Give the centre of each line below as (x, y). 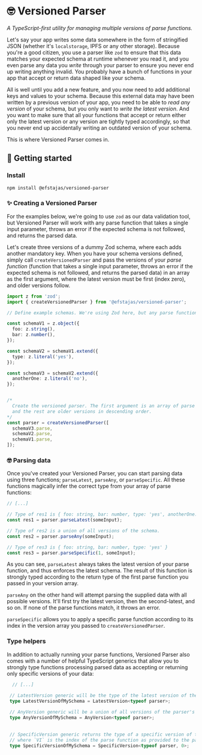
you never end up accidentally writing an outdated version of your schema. (100, 128)
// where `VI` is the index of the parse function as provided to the (99, 740)
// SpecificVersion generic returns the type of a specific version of (101, 734)
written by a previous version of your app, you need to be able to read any (99, 102)
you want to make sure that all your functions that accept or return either (97, 115)
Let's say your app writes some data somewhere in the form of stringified (97, 40)
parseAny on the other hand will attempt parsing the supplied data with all (97, 595)
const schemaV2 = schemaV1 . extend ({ (52, 351)
